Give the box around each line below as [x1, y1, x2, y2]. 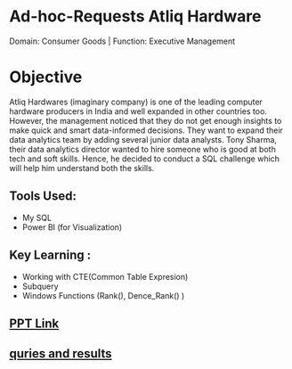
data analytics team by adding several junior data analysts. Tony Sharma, [9, 134, 278, 144]
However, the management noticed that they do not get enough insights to [9, 115, 282, 126]
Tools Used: [9, 189, 77, 204]
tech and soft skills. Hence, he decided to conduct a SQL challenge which [9, 153, 280, 164]
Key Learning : [9, 248, 92, 263]
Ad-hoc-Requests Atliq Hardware [9, 6, 262, 27]
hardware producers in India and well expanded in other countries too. [9, 105, 267, 117]
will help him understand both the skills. [9, 162, 155, 173]
